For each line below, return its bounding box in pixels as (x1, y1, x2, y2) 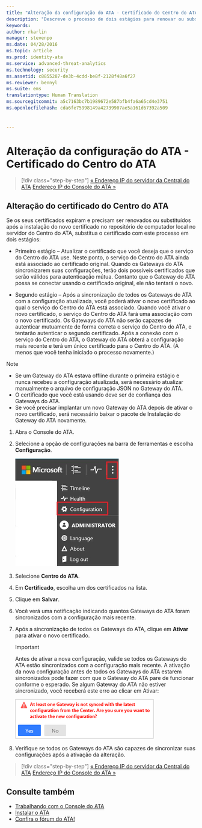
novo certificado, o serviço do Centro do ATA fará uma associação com (14, 310, 192, 318)
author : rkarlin (6, 29, 47, 35)
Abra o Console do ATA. (14, 428, 75, 436)
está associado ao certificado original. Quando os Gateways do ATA (14, 261, 183, 268)
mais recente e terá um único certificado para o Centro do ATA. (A (14, 342, 179, 350)
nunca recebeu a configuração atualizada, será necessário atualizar (14, 378, 183, 386)
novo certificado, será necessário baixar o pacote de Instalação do (14, 410, 181, 418)
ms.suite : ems (6, 86, 42, 92)
